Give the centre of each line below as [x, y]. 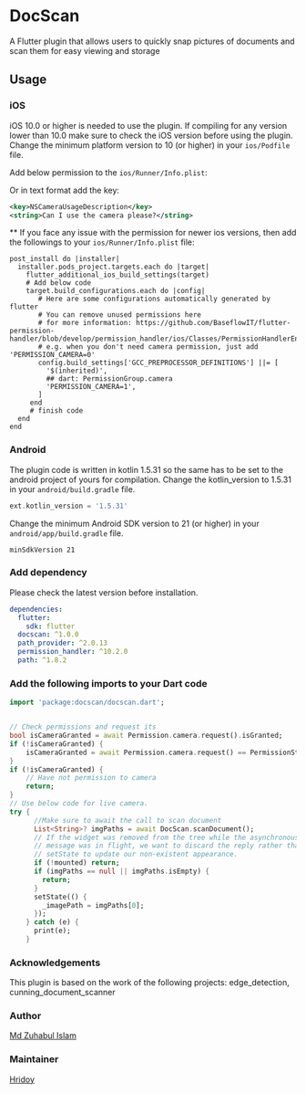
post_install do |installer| [65, 259]
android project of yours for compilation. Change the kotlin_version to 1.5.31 [150, 479]
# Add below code [59, 283]
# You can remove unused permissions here [120, 315]
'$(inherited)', [76, 371]
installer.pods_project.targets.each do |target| [113, 267]
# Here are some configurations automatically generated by [154, 299]
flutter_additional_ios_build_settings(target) [117, 275]
